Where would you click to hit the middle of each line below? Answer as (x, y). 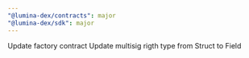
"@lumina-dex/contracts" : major (62, 15)
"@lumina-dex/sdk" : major (51, 23)
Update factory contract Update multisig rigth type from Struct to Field (124, 45)
